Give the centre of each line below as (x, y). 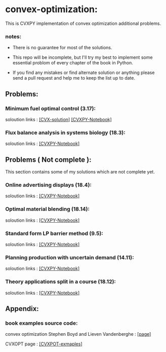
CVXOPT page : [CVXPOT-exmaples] (44, 344)
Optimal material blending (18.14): (48, 209)
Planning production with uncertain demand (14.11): (70, 257)
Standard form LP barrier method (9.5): (54, 233)
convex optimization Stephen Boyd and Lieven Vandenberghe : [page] (78, 334)
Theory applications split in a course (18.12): (61, 281)
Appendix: (22, 309)
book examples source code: (41, 323)
